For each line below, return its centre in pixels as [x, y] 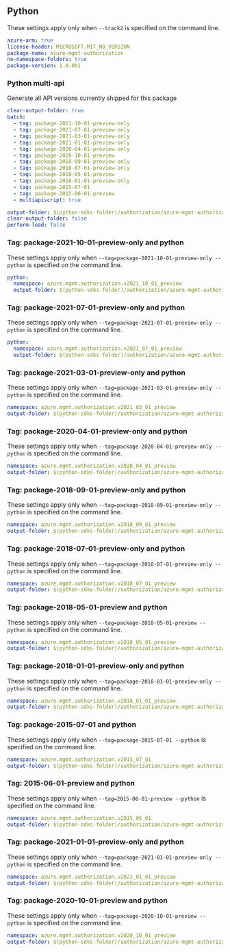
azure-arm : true [30, 40]
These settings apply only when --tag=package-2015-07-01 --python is [107, 740]
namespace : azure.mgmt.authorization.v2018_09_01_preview [91, 525]
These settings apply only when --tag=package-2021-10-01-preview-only [110, 258]
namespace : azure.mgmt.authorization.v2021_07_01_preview [98, 349]
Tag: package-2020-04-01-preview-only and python [98, 431]
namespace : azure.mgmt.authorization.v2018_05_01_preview [91, 642]
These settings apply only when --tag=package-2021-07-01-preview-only [110, 323]
